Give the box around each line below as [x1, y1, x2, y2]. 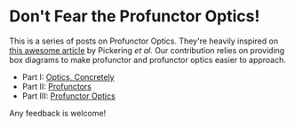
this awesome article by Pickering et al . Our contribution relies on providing [9, 44, 285, 55]
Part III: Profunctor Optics [21, 91, 116, 101]
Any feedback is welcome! [9, 107, 107, 118]
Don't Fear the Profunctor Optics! [9, 6, 260, 27]
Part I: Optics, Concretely [21, 71, 115, 82]
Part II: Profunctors [21, 81, 92, 91]
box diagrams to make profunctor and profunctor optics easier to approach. [9, 54, 287, 65]
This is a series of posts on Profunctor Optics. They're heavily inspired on [9, 36, 278, 46]
